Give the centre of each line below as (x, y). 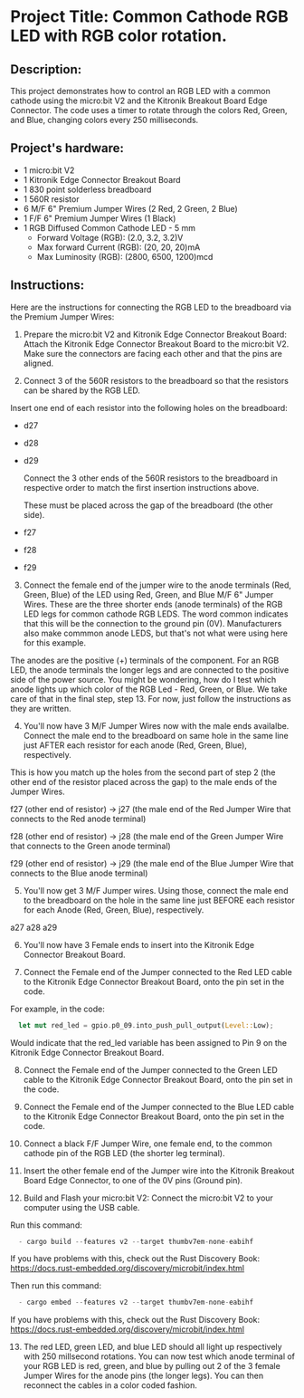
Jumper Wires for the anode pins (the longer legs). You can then (143, 1376)
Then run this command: (56, 1286)
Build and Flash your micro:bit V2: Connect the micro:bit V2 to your (148, 1198)
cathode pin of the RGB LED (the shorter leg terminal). (124, 1153)
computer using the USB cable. (81, 1207)
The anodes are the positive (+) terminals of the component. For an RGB (145, 660)
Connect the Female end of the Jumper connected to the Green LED (151, 1069)
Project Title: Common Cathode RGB (149, 17)
